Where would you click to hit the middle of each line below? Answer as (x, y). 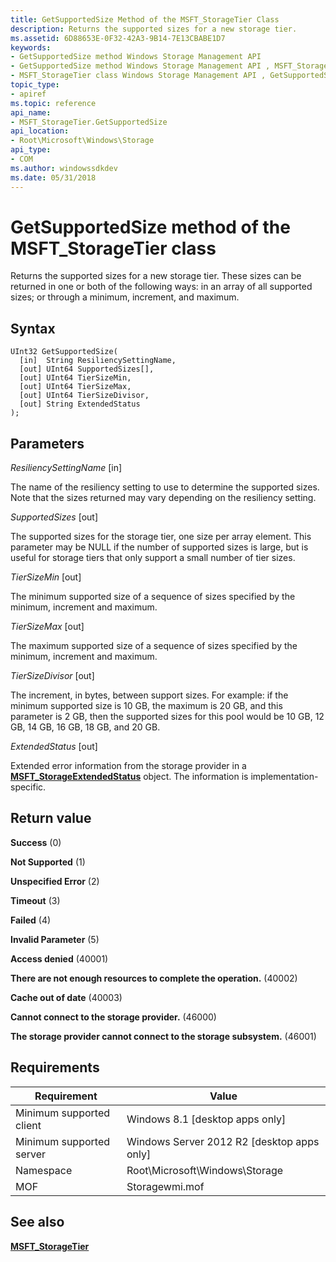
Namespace (44, 1170)
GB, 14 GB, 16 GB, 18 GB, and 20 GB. (85, 727)
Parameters (47, 443)
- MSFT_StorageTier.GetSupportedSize (89, 122)
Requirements (55, 1067)
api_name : (31, 112)
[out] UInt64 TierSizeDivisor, (84, 396)
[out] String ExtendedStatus (80, 404)
